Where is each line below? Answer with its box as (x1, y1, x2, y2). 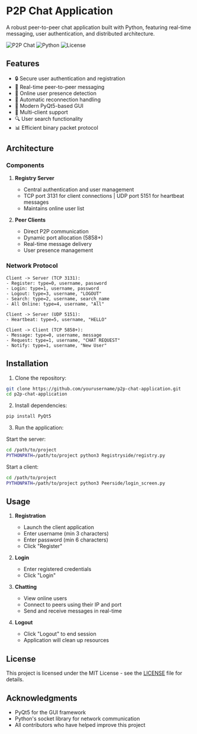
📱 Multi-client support (14, 108, 68, 116)
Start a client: (6, 463, 39, 470)
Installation (6, 358, 49, 368)
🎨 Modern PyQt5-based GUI (14, 102, 84, 109)
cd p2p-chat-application (6, 391, 67, 398)
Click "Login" (23, 572, 56, 579)
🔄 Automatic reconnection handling (14, 96, 101, 103)
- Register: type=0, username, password (6, 280, 108, 286)
